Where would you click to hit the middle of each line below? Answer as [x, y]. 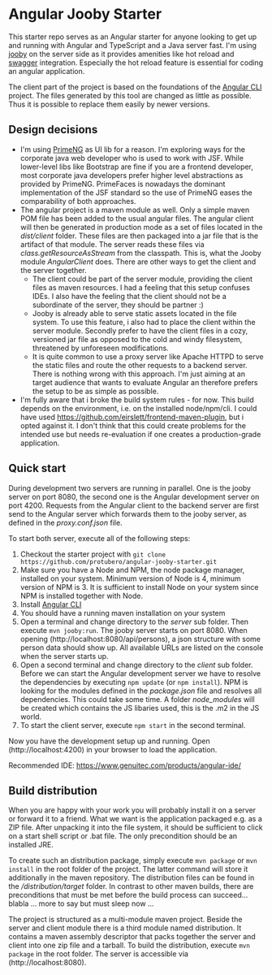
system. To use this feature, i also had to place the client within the [144, 322]
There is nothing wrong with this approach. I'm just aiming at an [139, 374]
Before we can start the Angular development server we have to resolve [140, 673]
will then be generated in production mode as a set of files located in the [141, 227]
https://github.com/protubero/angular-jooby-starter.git [119, 561]
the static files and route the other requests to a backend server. [140, 365]
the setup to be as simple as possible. [95, 391]
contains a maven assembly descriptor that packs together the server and [132, 937]
